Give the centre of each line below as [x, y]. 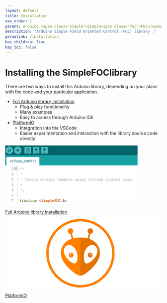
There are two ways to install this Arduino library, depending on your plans [81, 86]
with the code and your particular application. [52, 92]
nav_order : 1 [19, 21]
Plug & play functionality [44, 107]
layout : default [22, 10]
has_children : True [25, 42]
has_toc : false [21, 47]
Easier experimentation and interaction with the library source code [89, 133]
